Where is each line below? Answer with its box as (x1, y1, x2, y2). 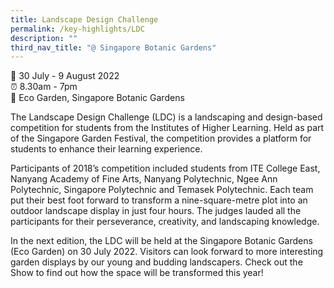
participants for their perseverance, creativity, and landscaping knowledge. (10, 216, 320, 228)
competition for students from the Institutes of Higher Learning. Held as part (10, 122, 325, 134)
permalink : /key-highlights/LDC (10, 24, 145, 34)
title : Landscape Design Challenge (10, 14, 159, 25)
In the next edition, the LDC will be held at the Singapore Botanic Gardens (10, 235, 313, 247)
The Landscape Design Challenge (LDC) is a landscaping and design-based (10, 111, 323, 123)
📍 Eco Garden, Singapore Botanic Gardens (10, 92, 185, 104)
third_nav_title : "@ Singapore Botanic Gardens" (10, 42, 217, 53)
